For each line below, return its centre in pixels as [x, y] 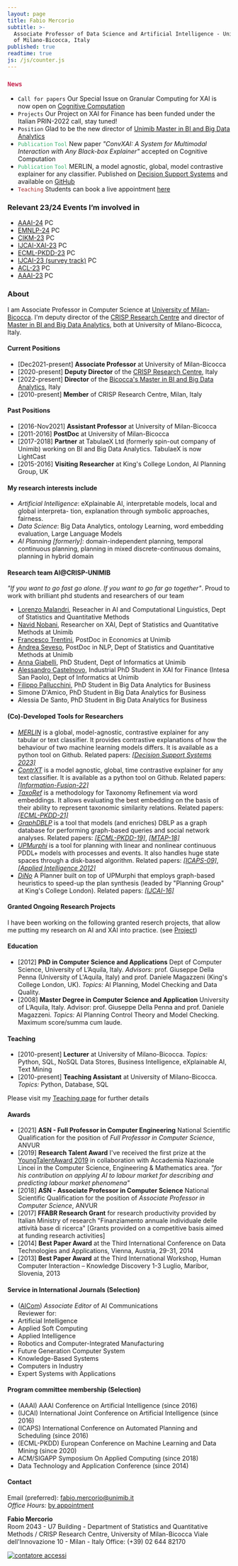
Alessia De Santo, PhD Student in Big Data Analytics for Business [112, 700]
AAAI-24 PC [35, 223]
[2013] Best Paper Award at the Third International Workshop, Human [119, 1258]
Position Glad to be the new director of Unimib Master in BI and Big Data [124, 129]
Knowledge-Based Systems [58, 1358]
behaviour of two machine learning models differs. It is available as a [118, 747]
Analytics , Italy [39, 387]
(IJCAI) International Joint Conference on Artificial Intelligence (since [118, 1413]
